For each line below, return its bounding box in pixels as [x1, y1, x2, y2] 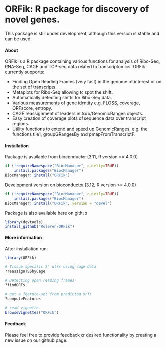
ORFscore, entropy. [12, 105, 52, 111]
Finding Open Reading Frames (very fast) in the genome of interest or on [12, 79, 162, 85]
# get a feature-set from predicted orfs [5, 291, 92, 297]
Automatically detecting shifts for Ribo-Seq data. [12, 95, 112, 101]
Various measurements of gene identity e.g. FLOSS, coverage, [12, 100, 140, 106]
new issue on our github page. [5, 337, 68, 343]
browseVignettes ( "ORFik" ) [5, 310, 59, 315]
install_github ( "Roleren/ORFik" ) [5, 224, 75, 229]
